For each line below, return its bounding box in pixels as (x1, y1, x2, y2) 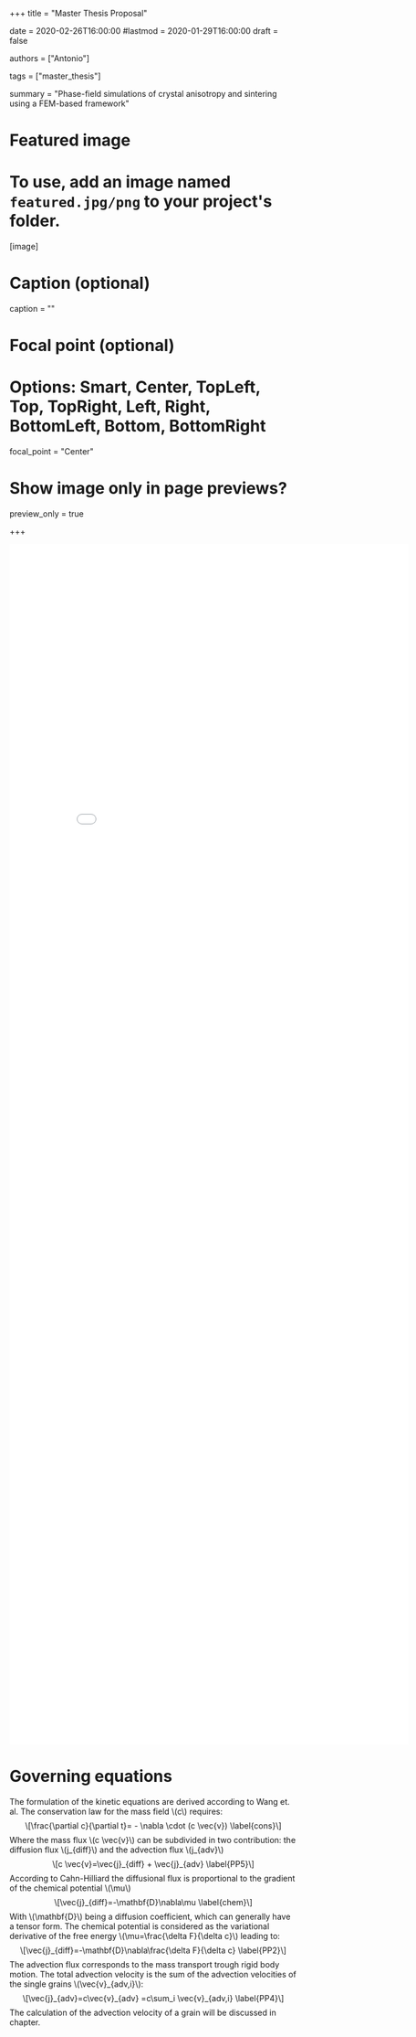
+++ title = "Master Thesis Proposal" (9, 8, 148, 18)
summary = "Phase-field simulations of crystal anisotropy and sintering (9, 89, 277, 99)
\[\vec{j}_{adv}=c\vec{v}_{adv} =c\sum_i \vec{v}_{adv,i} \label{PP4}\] (22, 1993, 285, 2004)
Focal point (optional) (9, 336, 175, 356)
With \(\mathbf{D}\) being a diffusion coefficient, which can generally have (9, 1911, 291, 1923)
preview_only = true (9, 508, 84, 519)
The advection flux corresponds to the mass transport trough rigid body (9, 1959, 280, 1970)
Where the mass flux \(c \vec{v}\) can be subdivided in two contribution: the (9, 1835, 296, 1846)
